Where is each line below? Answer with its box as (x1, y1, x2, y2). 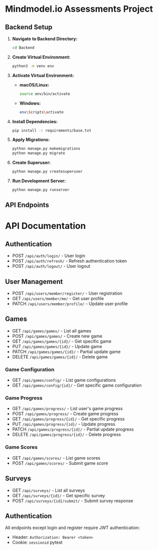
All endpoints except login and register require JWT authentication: (5, 525, 140, 531)
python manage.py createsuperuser (12, 169, 83, 174)
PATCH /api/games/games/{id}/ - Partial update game (12, 349, 121, 354)
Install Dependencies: (12, 118, 58, 124)
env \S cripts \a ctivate (19, 110, 64, 114)
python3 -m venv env (12, 64, 54, 68)
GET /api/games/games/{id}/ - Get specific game (12, 338, 112, 344)
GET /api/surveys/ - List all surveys (12, 487, 85, 493)
